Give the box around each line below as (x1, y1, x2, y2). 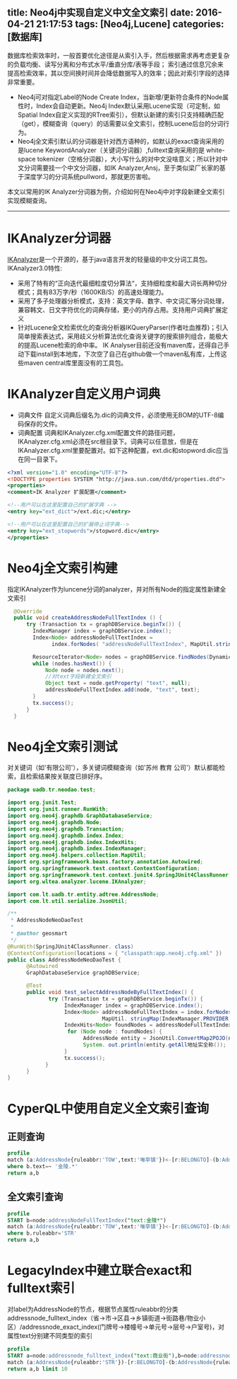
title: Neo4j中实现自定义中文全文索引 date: (7, 6, 194, 19)
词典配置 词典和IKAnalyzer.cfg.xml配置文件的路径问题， (17, 428, 179, 437)
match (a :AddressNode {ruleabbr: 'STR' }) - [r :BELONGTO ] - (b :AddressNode (7, 1358, 213, 1366)
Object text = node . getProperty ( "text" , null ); (44, 680, 191, 687)
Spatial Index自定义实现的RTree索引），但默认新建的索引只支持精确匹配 (17, 110, 224, 119)
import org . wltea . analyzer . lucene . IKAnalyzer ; (7, 878, 147, 885)
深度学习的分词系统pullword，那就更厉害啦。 (23, 172, 154, 180)
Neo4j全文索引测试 (7, 739, 118, 755)
